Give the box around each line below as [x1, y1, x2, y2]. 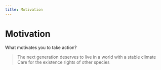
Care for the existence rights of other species [17, 59, 110, 65]
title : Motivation [5, 7, 43, 12]
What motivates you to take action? [5, 45, 77, 50]
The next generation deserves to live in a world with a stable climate [17, 54, 157, 60]
